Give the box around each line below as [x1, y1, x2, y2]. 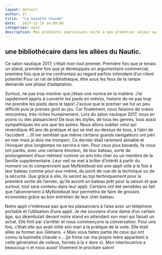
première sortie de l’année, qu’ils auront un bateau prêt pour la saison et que [5, 178, 157, 184]
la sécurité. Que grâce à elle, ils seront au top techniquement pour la [5, 173, 141, 179]
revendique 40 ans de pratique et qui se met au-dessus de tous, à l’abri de [5, 127, 153, 133]
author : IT [5, 12, 27, 17]
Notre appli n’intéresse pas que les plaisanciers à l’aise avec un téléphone [5, 203, 152, 209]
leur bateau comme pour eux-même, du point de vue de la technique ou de [5, 168, 155, 174]
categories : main [5, 25, 40, 30]
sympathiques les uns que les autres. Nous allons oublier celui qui [5, 121, 137, 127]
